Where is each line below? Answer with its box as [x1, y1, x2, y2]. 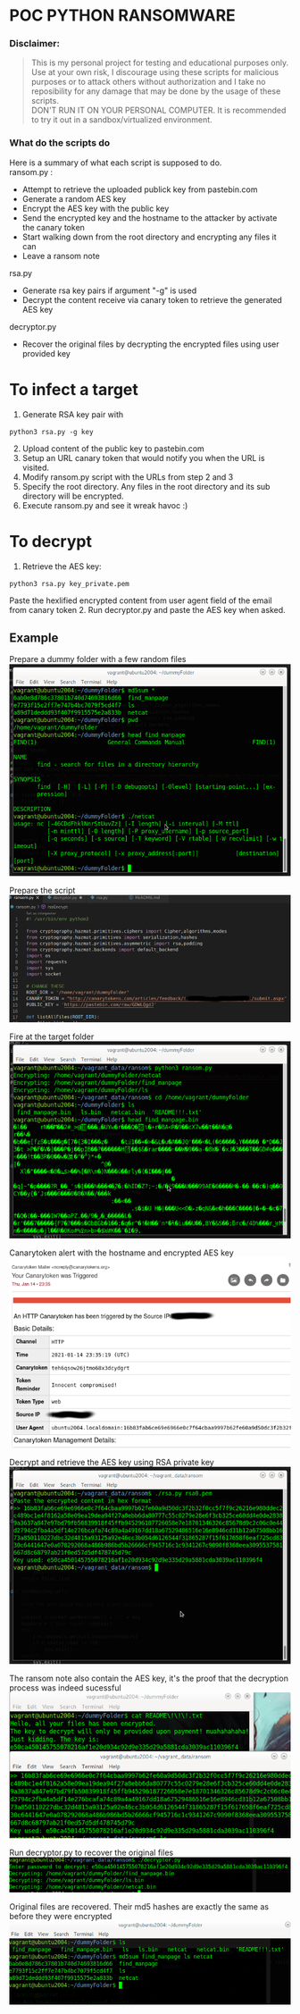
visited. [21, 462, 50, 473]
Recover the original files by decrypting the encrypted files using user [21, 339, 279, 349]
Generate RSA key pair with [21, 408, 124, 420]
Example [9, 631, 59, 646]
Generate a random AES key [21, 193, 127, 204]
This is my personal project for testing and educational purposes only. [30, 57, 288, 68]
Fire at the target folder [9, 1031, 95, 1042]
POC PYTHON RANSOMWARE [9, 5, 237, 26]
